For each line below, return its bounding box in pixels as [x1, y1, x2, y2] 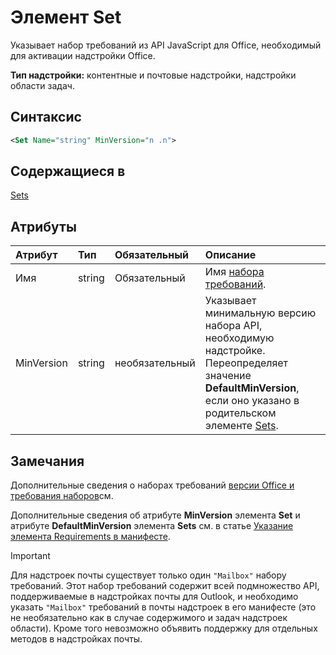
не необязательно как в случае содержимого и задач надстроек [10, 612, 288, 624]
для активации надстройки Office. [10, 49, 156, 61]
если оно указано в [204, 394, 300, 408]
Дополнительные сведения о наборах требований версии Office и [10, 479, 295, 491]
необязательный [114, 356, 196, 370]
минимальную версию [204, 306, 317, 320]
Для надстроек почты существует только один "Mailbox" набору [10, 569, 287, 581]
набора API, [204, 319, 263, 333]
